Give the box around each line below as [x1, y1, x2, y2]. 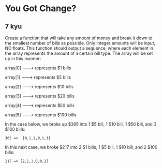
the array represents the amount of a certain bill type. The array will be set [5, 50, 153, 56]
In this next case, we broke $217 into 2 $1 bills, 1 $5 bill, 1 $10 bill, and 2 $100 [5, 144, 158, 150]
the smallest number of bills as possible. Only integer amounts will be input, [5, 40, 156, 46]
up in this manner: [5, 56, 41, 61]
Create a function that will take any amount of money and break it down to [5, 35, 153, 41]
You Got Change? [5, 3, 76, 14]
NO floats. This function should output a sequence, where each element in [5, 46, 153, 51]
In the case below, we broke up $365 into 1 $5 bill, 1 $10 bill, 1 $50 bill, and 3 [5, 122, 157, 127]
